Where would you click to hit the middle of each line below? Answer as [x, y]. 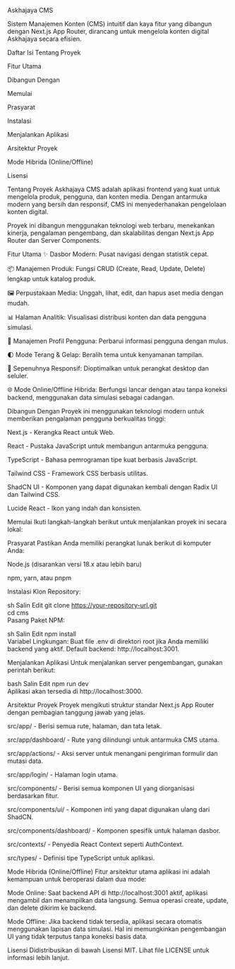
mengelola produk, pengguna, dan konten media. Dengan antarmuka [107, 197]
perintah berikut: [31, 670]
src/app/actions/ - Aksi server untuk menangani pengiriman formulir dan [113, 753]
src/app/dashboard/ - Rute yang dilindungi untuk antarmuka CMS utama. [113, 740]
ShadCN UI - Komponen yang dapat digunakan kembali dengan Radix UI [112, 487]
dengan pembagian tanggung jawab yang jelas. [77, 712]
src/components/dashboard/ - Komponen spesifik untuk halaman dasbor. [114, 831]
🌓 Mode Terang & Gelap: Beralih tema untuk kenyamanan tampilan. [106, 355]
